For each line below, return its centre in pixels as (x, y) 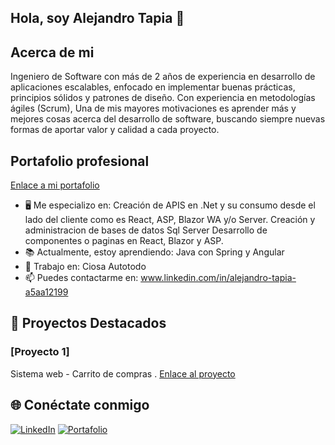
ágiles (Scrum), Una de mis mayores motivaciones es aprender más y (153, 108)
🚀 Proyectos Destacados (88, 323)
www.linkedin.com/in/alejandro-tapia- (218, 278)
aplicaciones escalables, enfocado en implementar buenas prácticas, (153, 87)
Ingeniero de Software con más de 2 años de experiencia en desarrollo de (163, 77)
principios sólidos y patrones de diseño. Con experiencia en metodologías (163, 98)
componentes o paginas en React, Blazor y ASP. (124, 241)
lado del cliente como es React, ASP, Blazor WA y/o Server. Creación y (170, 220)
